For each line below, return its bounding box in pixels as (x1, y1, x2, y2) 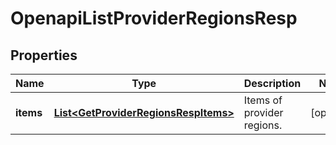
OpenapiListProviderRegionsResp (10, 7, 298, 30)
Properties (10, 47, 78, 64)
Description (243, 77, 302, 90)
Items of (243, 93, 283, 107)
